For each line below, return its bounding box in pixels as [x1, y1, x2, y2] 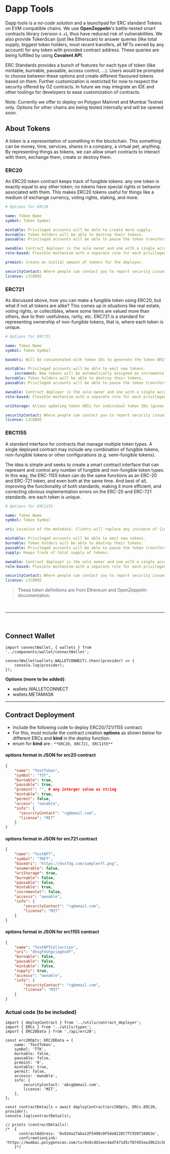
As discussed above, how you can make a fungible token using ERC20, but [5, 297, 161, 303]
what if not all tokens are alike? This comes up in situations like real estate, [5, 303, 161, 309]
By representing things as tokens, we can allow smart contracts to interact [5, 148, 160, 155]
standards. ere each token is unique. [5, 493, 81, 500]
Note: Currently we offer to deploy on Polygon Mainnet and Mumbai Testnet [5, 98, 163, 105]
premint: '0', [14, 1060, 44, 1065]
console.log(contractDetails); [5, 1113, 71, 1118]
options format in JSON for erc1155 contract [5, 929, 100, 935]
